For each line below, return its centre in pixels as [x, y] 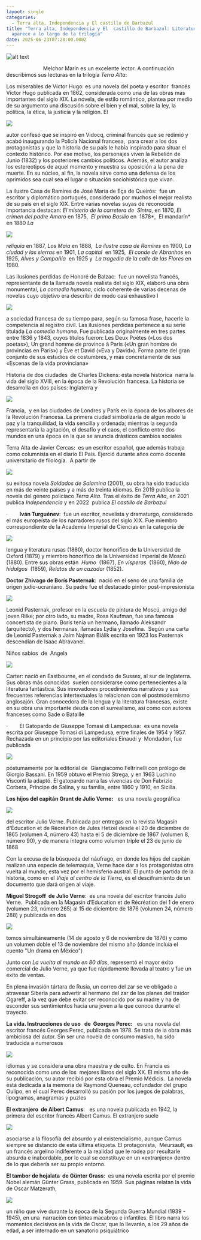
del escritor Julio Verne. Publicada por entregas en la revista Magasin [92, 822]
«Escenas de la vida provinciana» [47, 363]
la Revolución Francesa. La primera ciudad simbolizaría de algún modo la [96, 417]
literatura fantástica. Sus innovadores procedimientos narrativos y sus [92, 689]
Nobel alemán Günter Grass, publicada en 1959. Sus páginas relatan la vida [99, 1182]
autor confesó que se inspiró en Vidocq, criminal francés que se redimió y [97, 135]
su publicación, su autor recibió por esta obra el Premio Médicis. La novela [99, 1079]
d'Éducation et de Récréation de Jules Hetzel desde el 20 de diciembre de [98, 828]
